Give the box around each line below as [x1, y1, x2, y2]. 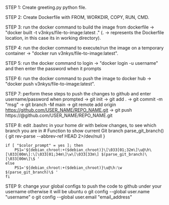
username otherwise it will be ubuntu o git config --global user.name [5, 189, 150, 194]
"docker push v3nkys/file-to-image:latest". [5, 81, 95, 87]
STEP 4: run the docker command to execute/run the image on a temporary [5, 45, 164, 50]
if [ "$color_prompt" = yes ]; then [5, 143, 83, 148]
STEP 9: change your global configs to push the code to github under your [5, 183, 162, 189]
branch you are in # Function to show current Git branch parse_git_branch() [5, 127, 164, 134]
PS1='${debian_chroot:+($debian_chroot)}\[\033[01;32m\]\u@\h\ [14, 147, 152, 152]
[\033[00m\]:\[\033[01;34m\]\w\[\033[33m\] [5, 152, 100, 157]
